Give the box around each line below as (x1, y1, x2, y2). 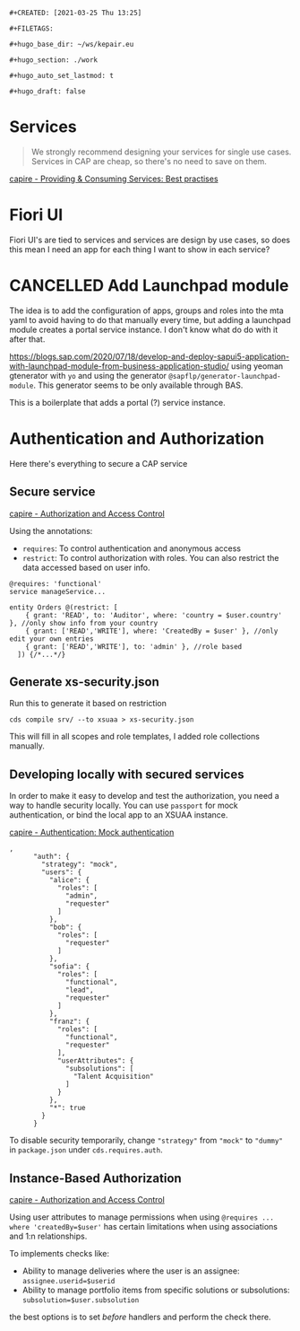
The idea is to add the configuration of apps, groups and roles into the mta (9, 305, 284, 316)
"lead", (65, 985, 94, 995)
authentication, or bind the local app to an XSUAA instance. (9, 810, 228, 820)
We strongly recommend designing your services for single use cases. (30, 146, 292, 157)
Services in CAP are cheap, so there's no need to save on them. (30, 155, 267, 166)
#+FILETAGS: (9, 24, 54, 33)
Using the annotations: (9, 525, 93, 536)
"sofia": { (48, 962, 90, 971)
